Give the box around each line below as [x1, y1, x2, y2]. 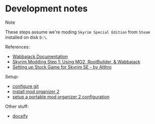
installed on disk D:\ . [5, 34, 48, 40]
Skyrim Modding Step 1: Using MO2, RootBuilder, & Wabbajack [12, 59, 141, 64]
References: [5, 44, 30, 50]
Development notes [5, 3, 88, 14]
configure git [12, 83, 39, 89]
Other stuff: [5, 103, 29, 109]
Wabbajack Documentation [12, 53, 68, 60]
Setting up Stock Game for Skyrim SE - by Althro [12, 64, 112, 70]
